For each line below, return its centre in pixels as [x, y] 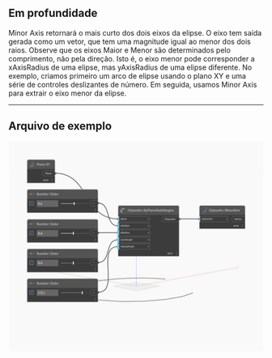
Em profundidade [53, 13]
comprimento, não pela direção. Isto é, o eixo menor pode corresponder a [132, 58]
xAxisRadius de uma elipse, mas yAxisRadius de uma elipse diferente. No [130, 67]
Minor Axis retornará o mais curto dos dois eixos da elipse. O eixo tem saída [135, 32]
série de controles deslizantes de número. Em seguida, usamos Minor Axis [133, 84]
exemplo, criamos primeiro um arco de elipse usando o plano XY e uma [127, 75]
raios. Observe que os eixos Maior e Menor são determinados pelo [119, 50]
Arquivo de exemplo [60, 126]
